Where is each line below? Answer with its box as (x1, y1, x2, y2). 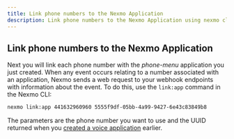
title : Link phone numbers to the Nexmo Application (7, 10, 164, 17)
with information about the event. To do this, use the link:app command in (7, 83, 221, 91)
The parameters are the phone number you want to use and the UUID (7, 116, 207, 125)
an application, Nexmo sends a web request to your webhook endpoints (7, 76, 214, 84)
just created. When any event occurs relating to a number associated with (7, 68, 219, 76)
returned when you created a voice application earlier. (7, 124, 162, 132)
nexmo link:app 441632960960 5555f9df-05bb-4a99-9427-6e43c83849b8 (7, 104, 208, 111)
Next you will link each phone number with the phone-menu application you (7, 60, 225, 69)
